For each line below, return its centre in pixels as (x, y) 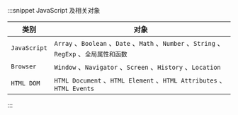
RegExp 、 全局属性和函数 (91, 54)
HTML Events (74, 89)
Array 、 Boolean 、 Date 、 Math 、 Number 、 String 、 (139, 43)
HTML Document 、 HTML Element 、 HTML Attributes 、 (140, 80)
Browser (24, 67)
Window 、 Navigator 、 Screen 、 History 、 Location (137, 67)
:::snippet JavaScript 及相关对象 (54, 10)
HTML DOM (25, 83)
